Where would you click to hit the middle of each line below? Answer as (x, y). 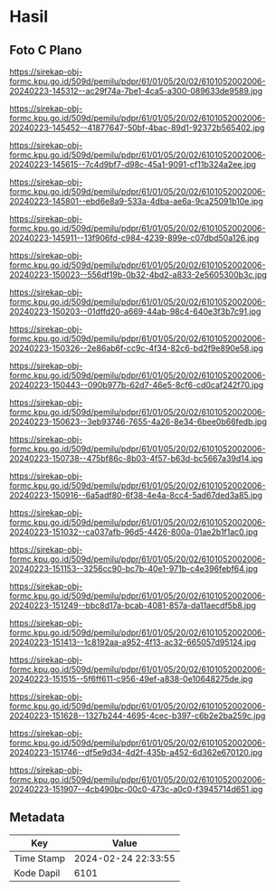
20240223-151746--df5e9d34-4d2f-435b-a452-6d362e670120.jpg (136, 752)
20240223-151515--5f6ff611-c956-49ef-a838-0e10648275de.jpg (131, 679)
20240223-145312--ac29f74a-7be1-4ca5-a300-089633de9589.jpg (136, 91)
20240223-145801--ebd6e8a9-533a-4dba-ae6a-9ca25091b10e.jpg (137, 201)
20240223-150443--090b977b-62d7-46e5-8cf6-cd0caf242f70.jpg (137, 385)
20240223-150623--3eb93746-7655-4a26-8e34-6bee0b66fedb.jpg (138, 422)
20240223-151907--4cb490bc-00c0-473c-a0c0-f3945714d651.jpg (136, 789)
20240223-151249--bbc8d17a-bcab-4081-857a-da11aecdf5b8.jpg (133, 605)
